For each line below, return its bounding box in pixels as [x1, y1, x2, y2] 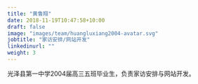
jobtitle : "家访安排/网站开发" [7, 36, 91, 43]
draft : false [7, 23, 46, 30]
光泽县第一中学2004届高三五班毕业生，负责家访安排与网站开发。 [7, 69, 195, 78]
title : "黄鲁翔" [7, 10, 52, 17]
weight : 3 [7, 50, 37, 57]
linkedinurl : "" [7, 43, 55, 50]
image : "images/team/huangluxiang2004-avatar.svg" [7, 29, 159, 37]
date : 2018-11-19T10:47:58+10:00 [7, 17, 105, 24]
